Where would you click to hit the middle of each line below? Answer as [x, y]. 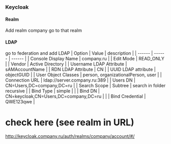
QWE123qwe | [20, 102]
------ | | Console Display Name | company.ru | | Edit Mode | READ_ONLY [88, 59]
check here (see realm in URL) [70, 122]
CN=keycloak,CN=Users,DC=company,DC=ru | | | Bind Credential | [76, 96]
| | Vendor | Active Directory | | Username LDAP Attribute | [66, 64]
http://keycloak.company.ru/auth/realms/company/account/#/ [70, 136]
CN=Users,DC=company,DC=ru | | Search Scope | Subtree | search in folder [85, 86]
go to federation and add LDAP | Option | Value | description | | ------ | [79, 53]
